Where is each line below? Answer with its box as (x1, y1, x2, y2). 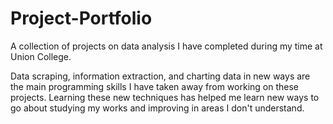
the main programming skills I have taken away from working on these (10, 80, 299, 92)
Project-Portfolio (10, 7, 153, 30)
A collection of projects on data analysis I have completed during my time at (10, 40, 323, 52)
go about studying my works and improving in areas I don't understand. (10, 102, 305, 114)
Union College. (10, 50, 72, 62)
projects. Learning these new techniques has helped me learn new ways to (10, 91, 320, 103)
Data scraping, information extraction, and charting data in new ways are (10, 70, 311, 82)
